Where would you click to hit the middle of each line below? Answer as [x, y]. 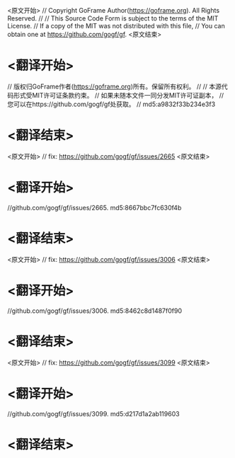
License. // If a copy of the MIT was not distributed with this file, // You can [116, 26]
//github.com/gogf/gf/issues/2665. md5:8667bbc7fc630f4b [94, 207]
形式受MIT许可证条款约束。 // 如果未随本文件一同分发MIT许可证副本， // [119, 95]
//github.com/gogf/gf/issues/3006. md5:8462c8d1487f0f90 [95, 311]
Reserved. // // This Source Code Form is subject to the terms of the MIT [113, 18]
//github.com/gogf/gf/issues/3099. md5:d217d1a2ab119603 [93, 413]
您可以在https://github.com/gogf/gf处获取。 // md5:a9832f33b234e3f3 [111, 104]
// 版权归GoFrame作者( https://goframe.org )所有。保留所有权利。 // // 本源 [114, 86]
